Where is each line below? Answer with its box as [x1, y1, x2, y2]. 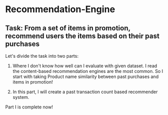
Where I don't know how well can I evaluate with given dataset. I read [12, 63, 157, 69]
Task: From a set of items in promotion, [5, 24, 131, 32]
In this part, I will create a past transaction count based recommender [12, 89, 158, 95]
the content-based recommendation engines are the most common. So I [12, 68, 163, 74]
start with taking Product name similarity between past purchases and [12, 73, 159, 80]
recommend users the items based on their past [5, 31, 160, 40]
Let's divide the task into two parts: [5, 53, 79, 59]
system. [12, 94, 29, 100]
